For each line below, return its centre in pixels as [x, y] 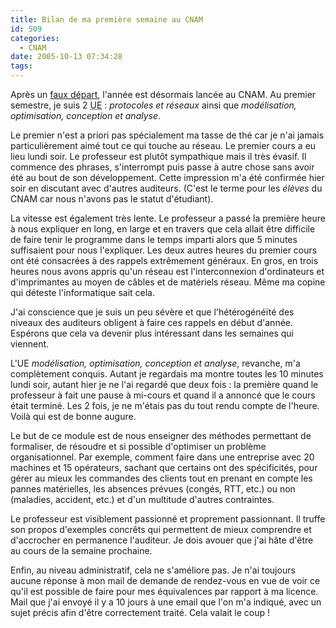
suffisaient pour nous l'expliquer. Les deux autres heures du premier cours [164, 250]
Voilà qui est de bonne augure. [73, 416]
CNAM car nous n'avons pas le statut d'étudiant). [112, 199]
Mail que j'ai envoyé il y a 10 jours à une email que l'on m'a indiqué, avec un [166, 602]
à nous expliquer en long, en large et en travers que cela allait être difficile [163, 229]
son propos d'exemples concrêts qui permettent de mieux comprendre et [161, 529]
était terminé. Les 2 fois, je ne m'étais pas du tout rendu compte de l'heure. [165, 405]
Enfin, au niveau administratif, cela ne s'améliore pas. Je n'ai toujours [153, 570]
